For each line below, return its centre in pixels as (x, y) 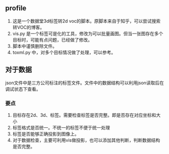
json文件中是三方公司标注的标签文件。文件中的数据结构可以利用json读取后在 (84, 83)
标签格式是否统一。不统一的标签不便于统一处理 (61, 127)
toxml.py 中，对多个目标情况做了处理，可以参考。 (64, 52)
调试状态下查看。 (23, 89)
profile (16, 8)
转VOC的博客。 (28, 27)
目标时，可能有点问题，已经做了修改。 (52, 40)
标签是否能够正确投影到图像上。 (46, 134)
